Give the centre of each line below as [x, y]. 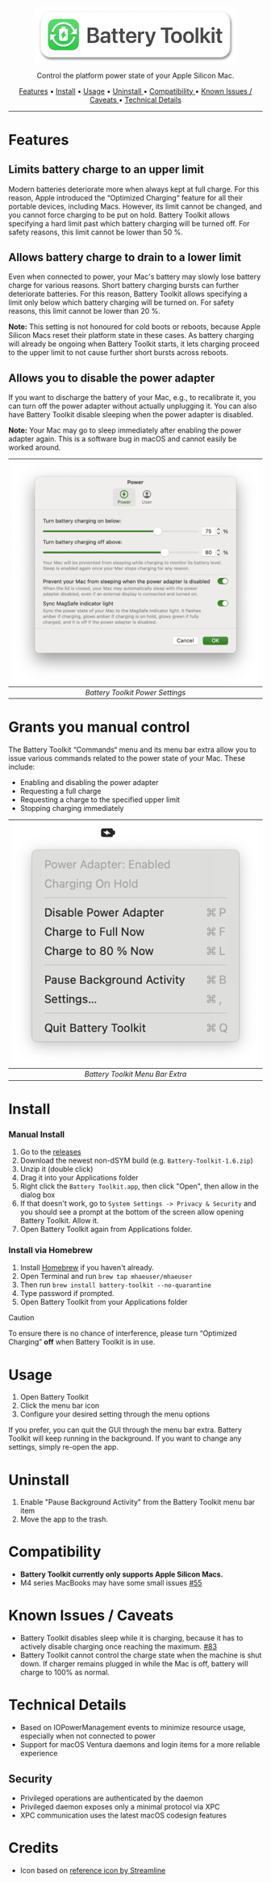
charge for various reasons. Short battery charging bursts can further [124, 285]
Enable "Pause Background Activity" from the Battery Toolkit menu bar [138, 1502]
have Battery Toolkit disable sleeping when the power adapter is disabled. [131, 415]
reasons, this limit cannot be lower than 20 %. [85, 311]
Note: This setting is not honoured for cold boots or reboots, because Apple [134, 327]
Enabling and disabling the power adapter [89, 783]
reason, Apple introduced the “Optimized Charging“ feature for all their [126, 197]
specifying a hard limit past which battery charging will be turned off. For [129, 223]
